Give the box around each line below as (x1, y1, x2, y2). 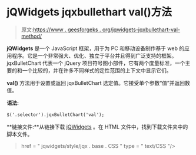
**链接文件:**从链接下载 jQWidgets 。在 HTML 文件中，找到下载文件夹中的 (6, 123, 188, 130)
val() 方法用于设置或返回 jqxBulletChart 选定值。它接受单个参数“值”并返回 (6, 79, 185, 86)
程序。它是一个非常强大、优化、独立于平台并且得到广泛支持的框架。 (11, 52, 177, 59)
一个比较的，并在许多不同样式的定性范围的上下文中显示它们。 (22, 67, 172, 74)
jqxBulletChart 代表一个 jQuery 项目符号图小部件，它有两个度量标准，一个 (6, 60, 185, 67)
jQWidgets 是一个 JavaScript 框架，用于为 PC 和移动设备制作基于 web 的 (6, 45, 185, 52)
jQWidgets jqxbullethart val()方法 (6, 5, 172, 19)
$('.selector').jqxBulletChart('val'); (6, 111, 105, 118)
